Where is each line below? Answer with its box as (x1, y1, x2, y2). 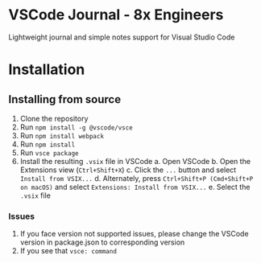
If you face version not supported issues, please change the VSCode (19, 229, 249, 239)
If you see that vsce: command (19, 246, 117, 256)
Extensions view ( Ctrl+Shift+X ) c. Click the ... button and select (19, 165, 237, 175)
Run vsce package (19, 147, 79, 158)
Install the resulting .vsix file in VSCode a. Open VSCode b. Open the (19, 156, 251, 166)
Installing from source (8, 92, 122, 106)
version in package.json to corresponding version (19, 237, 185, 247)
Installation (8, 60, 85, 79)
